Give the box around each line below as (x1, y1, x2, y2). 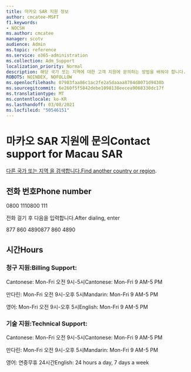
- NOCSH (6, 25, 25, 31)
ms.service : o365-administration (6, 52, 88, 58)
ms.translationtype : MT (6, 91, 65, 97)
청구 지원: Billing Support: (6, 264, 78, 272)
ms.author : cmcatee (6, 31, 54, 36)
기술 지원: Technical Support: (6, 319, 88, 327)
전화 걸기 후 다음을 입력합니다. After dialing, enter (6, 214, 120, 221)
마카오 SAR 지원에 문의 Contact (6, 134, 150, 148)
